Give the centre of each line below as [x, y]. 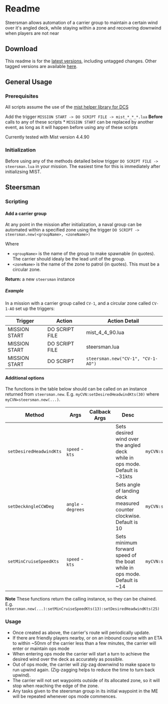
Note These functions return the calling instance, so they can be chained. [81, 599]
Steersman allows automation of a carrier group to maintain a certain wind [81, 22]
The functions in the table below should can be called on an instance [76, 389]
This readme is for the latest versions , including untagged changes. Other [81, 61]
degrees [75, 510]
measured [127, 503]
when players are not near [32, 33]
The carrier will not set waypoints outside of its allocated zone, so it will [86, 680]
